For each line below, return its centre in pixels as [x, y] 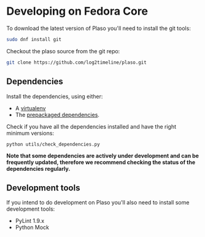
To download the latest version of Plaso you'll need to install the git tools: [99, 28]
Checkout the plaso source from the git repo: [63, 51]
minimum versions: [30, 133]
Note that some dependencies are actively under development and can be [103, 156]
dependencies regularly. [38, 168]
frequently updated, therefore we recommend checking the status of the [101, 162]
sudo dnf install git [34, 39]
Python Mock [32, 227]
